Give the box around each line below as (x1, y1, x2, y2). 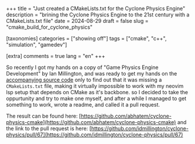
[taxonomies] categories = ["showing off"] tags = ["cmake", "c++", (6, 35, 167, 42)
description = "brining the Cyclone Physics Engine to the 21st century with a (6, 11, 190, 18)
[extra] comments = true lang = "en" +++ (6, 53, 105, 59)
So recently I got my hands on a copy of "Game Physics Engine (6, 64, 159, 71)
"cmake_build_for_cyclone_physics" (6, 23, 93, 30)
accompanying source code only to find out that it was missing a (6, 76, 162, 83)
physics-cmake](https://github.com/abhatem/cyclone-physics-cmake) (6, 119, 176, 125)
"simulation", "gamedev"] (6, 41, 67, 48)
